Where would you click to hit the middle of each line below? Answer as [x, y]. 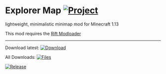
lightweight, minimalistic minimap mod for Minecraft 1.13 [62, 24]
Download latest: [22, 48]
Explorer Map [33, 11]
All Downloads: [21, 57]
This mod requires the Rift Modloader [43, 33]
